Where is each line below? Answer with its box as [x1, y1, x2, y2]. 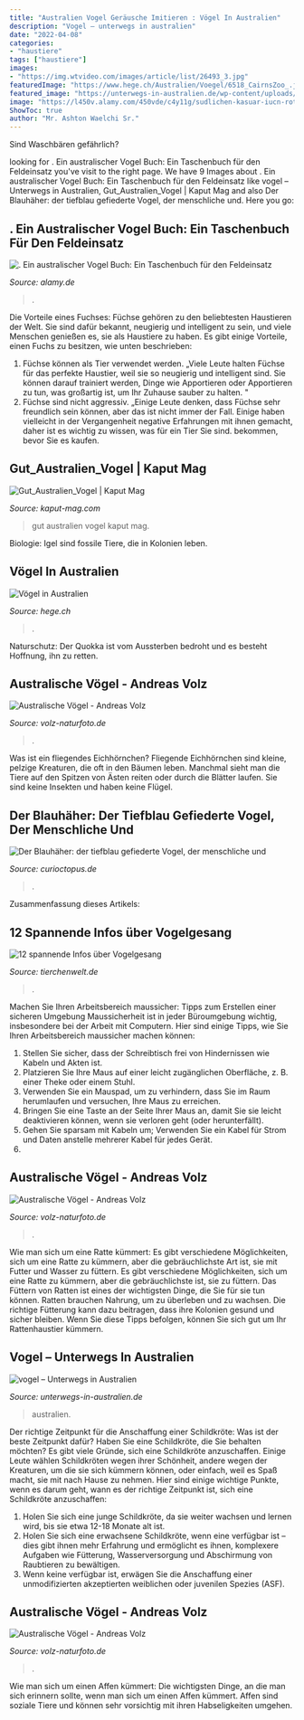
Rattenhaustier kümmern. [9, 1323, 104, 1334]
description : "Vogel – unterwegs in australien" [9, 22, 196, 31]
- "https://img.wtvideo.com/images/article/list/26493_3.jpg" [9, 72, 249, 81]
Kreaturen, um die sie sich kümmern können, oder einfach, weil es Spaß [9, 1464, 278, 1475]
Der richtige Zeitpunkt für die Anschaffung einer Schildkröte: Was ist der [9, 1426, 279, 1437]
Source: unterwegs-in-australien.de [9, 1391, 143, 1402]
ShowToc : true [9, 106, 63, 115]
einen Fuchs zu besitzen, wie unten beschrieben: [9, 340, 193, 351]
